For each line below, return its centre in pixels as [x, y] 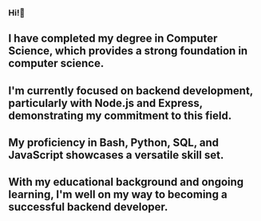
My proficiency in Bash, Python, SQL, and [114, 143]
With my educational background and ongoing [126, 182]
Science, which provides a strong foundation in [128, 51]
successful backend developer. [88, 207]
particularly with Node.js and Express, [106, 103]
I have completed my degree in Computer [113, 39]
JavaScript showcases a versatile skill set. [116, 155]
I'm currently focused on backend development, [130, 91]
